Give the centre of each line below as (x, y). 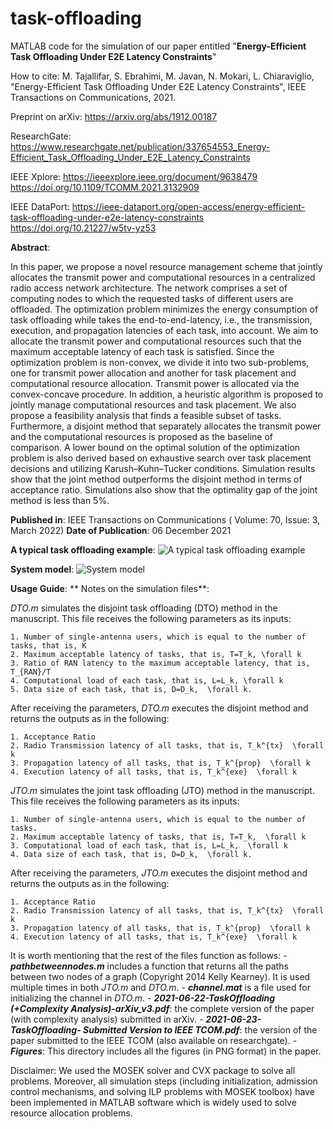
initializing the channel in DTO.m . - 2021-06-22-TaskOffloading (143, 998)
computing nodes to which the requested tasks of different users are (152, 298)
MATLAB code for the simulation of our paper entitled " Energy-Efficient (158, 46)
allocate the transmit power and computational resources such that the (156, 341)
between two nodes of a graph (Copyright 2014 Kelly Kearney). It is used (160, 976)
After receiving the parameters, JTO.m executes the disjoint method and (159, 873)
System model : (42, 569)
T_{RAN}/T (31, 672)
